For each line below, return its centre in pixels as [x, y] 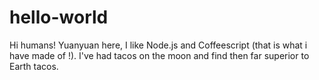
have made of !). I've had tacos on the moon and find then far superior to [159, 55]
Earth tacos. [34, 66]
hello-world [59, 17]
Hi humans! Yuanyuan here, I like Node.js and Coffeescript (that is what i [158, 45]
